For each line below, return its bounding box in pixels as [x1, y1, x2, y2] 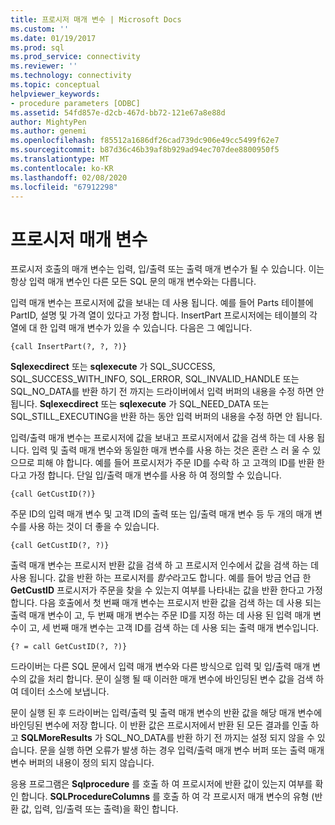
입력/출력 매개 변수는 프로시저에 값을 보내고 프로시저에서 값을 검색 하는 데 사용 [10, 432, 315, 444]
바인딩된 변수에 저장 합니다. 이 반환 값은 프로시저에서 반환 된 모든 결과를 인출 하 [10, 719, 320, 731]
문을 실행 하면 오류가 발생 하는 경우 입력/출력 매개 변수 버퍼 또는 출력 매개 [39, 744, 325, 756]
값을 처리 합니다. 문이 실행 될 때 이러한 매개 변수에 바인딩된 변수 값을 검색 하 [28, 673, 325, 685]
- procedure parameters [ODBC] [10, 98, 141, 108]
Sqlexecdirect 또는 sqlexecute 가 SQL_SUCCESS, [10, 361, 216, 373]
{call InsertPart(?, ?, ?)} [10, 342, 128, 352]
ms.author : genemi [10, 126, 87, 136]
